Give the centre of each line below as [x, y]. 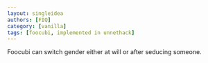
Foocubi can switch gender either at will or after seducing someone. [105, 52]
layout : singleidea [35, 13]
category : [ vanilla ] [37, 26]
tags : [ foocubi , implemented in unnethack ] [71, 33]
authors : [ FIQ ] [29, 20]
